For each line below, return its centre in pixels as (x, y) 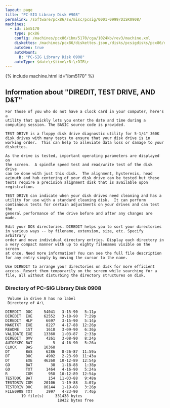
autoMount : (26, 52)
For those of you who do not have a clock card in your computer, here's (85, 112)
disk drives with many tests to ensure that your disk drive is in (78, 138)
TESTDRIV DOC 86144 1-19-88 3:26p (51, 387)
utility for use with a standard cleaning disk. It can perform (75, 200)
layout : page (19, 10)
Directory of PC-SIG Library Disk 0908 (53, 288)
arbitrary (16, 236)
